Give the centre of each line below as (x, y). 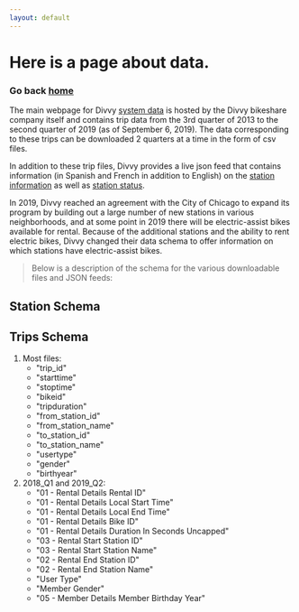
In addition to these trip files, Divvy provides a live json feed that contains (145, 166)
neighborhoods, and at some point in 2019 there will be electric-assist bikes (150, 222)
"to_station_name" (70, 445)
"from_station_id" (68, 416)
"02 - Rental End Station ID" (87, 560)
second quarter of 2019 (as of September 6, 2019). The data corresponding (149, 130)
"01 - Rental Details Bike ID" (87, 522)
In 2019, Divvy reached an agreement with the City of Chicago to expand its (149, 203)
